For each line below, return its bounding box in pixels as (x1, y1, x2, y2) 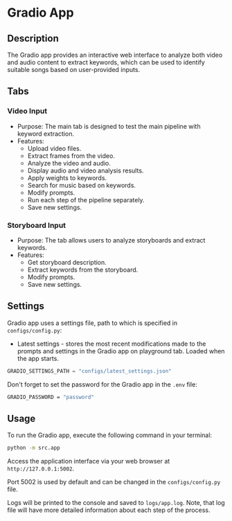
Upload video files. (27, 144, 82, 152)
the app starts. (17, 354, 59, 362)
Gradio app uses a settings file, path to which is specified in (7, 319, 178, 327)
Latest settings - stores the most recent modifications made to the (17, 339, 206, 348)
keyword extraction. (17, 130, 75, 138)
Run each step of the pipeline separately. (27, 195, 145, 204)
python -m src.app (7, 445, 60, 452)
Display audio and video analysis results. (27, 166, 144, 175)
